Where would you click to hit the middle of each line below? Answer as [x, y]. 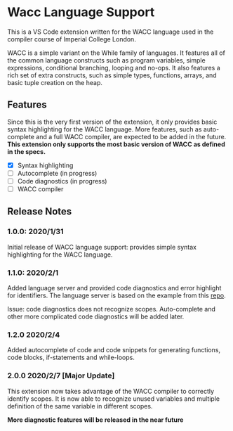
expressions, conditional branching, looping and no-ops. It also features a [114, 67]
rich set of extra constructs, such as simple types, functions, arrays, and [112, 75]
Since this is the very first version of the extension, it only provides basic [112, 122]
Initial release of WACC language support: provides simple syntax [102, 247]
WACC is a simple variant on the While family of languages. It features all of [116, 53]
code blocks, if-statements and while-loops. [71, 358]
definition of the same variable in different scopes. [80, 406]
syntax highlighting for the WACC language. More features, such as [105, 129]
